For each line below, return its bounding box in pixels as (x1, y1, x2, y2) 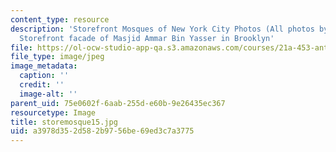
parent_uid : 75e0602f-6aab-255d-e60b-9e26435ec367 (10, 98, 226, 108)
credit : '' (19, 80, 65, 90)
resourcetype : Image (10, 107, 97, 118)
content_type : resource (10, 14, 110, 25)
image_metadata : (10, 61, 78, 71)
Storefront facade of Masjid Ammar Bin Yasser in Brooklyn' (19, 33, 275, 43)
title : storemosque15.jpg (10, 117, 118, 127)
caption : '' (19, 71, 70, 81)
